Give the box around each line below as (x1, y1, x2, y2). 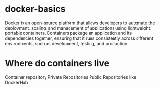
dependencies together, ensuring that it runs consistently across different (5, 35, 153, 41)
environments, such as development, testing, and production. (5, 40, 129, 46)
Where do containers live (5, 58, 109, 69)
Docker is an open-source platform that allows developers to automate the (5, 20, 155, 26)
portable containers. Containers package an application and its (5, 30, 132, 36)
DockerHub (5, 79, 28, 85)
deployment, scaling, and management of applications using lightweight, (5, 25, 152, 30)
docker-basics (5, 3, 66, 15)
